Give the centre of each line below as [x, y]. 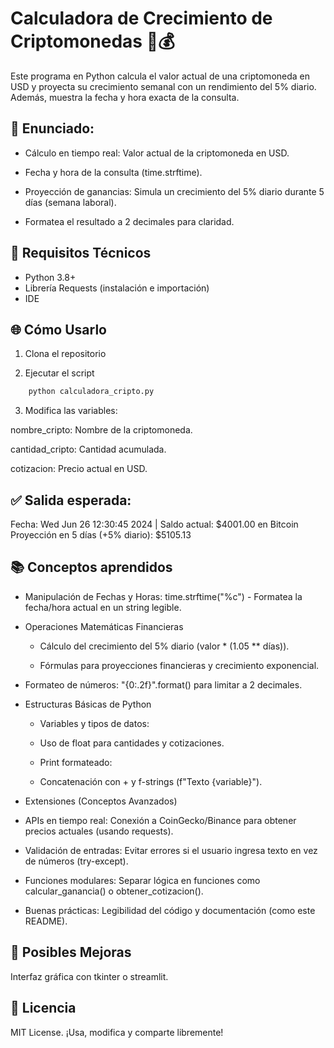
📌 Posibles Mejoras [71, 952]
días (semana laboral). [70, 202]
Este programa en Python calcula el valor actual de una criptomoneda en [160, 76]
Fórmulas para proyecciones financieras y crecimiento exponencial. [179, 665]
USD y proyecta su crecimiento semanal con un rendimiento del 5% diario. [163, 86]
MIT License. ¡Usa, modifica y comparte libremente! [117, 1032]
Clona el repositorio [65, 354]
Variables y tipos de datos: [94, 723]
